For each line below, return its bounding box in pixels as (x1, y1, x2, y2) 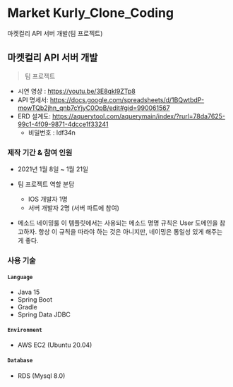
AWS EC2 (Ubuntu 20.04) (17, 340, 92, 350)
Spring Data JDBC (17, 310, 71, 319)
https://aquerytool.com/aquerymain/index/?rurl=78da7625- (52, 111, 226, 121)
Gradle (17, 303, 37, 312)
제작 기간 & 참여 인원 (7, 147, 73, 157)
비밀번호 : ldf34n (28, 128, 76, 137)
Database (7, 357, 33, 364)
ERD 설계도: (17, 111, 51, 121)
